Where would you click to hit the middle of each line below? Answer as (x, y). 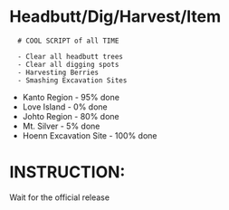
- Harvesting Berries (58, 72)
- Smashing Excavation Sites (72, 80)
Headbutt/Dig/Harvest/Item (115, 17)
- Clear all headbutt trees (71, 56)
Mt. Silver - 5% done (61, 126)
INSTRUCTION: (67, 172)
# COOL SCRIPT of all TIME (68, 41)
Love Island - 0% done (65, 107)
